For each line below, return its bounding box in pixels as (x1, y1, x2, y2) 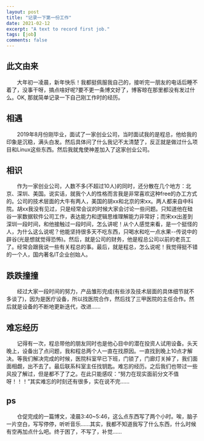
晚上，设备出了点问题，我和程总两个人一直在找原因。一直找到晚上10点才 (6, 347, 188, 355)
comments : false (6, 37, 47, 43)
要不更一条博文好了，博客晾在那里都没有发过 (78, 86, 190, 93)
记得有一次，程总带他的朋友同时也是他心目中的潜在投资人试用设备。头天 (17, 340, 198, 347)
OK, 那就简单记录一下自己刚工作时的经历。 (16, 94, 124, 101)
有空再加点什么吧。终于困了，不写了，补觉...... (6, 428, 123, 435)
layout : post (6, 9, 39, 15)
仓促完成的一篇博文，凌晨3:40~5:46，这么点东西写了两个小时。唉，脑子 (17, 412, 198, 420)
